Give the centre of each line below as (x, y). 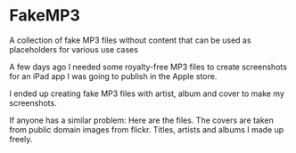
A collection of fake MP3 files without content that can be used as (130, 40)
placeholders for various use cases (74, 49)
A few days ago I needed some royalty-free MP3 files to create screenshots (148, 67)
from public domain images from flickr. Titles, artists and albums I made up (147, 129)
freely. (21, 139)
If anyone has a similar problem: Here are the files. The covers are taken (142, 120)
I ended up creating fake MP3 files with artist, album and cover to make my (147, 93)
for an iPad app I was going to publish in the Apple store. (113, 76)
